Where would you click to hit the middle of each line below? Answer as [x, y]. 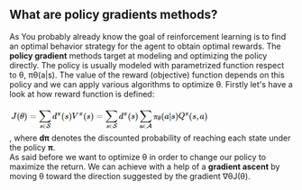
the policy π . [32, 147]
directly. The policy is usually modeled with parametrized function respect [147, 65]
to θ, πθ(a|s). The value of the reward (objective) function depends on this [147, 75]
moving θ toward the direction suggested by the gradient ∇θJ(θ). [130, 176]
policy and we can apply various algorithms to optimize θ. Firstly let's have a [151, 84]
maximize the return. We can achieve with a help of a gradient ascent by [145, 167]
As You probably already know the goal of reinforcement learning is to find [148, 36]
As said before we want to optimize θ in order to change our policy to [138, 157]
